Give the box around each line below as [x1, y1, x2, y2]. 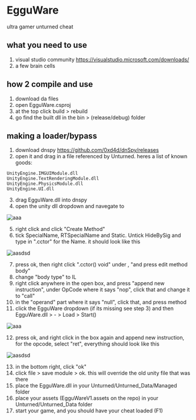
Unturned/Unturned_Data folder [15, 401, 93, 408]
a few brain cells [15, 62, 55, 69]
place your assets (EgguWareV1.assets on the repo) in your [15, 395, 158, 402]
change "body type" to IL [15, 274, 77, 281]
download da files [15, 95, 59, 102]
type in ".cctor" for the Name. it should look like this [15, 238, 141, 245]
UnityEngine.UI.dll [6, 186, 55, 192]
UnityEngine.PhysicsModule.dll [6, 181, 84, 187]
